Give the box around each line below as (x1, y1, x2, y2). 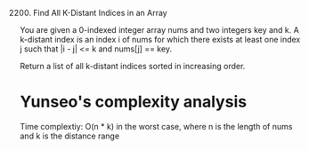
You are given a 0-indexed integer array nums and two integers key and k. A (20, 25, 300, 35)
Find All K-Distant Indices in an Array (32, 8, 168, 18)
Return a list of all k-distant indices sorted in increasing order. (20, 61, 246, 71)
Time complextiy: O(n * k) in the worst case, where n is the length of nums (20, 121, 293, 131)
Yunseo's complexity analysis (20, 92, 248, 112)
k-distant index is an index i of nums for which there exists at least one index (20, 35, 301, 44)
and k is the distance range (20, 130, 120, 141)
